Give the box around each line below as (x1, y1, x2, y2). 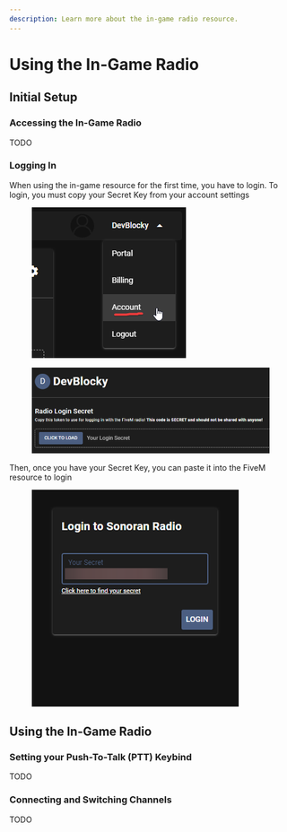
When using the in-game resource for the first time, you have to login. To (9, 179, 278, 190)
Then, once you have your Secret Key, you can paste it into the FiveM (9, 462, 266, 472)
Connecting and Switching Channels (9, 793, 172, 806)
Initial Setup (9, 90, 78, 105)
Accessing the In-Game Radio (9, 117, 142, 129)
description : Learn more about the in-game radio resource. (9, 14, 239, 23)
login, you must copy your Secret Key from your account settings (9, 189, 249, 200)
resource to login (9, 472, 73, 482)
